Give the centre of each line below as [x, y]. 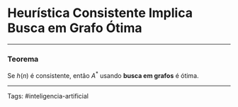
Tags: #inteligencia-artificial [48, 96]
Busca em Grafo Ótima [75, 28]
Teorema [23, 59]
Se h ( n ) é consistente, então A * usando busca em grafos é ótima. [103, 75]
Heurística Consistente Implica [100, 13]
